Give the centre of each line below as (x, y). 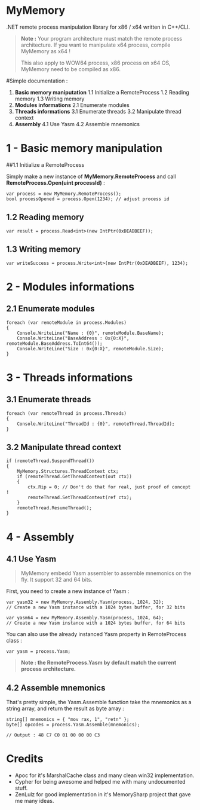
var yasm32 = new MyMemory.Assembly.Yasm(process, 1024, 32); (85, 602)
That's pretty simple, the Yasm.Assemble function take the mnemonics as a (99, 702)
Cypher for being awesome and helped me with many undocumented (100, 782)
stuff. (21, 788)
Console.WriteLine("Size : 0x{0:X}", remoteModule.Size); (90, 349)
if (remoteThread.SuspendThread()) (50, 461)
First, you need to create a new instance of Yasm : (68, 591)
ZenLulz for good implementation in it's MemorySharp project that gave (103, 794)
